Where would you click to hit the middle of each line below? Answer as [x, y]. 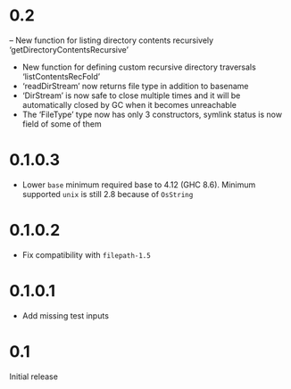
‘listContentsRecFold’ [61, 76]
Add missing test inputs [66, 315]
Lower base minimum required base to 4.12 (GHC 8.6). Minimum [139, 185]
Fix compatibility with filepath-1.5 [87, 254]
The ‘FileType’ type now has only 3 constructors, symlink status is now [152, 114]
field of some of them [62, 124]
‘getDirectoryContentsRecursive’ [69, 49]
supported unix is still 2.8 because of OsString [108, 194]
